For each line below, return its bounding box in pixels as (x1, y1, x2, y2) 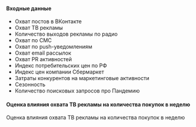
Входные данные (6, 5, 52, 12)
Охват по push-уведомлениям (14, 43, 92, 50)
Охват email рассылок (14, 49, 71, 56)
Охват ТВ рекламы (14, 24, 63, 31)
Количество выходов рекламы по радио (14, 30, 118, 38)
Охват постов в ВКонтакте (14, 18, 82, 25)
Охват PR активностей (14, 56, 72, 63)
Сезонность (14, 81, 46, 88)
